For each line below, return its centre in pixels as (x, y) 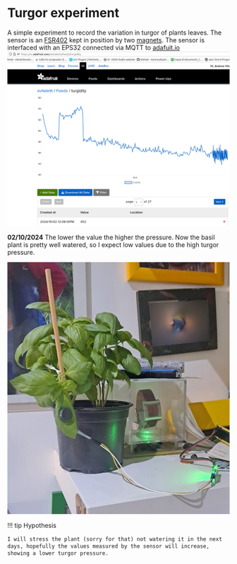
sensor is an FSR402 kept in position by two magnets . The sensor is (106, 40)
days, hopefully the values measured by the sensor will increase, (109, 546)
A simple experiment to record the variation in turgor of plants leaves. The (115, 32)
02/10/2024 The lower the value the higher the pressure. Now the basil (111, 237)
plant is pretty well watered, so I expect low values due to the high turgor (113, 244)
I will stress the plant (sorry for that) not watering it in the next (115, 539)
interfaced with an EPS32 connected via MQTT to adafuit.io (93, 47)
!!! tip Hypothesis (32, 526)
